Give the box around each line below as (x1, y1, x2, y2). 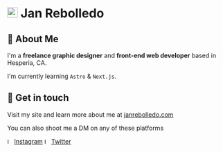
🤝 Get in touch (7, 92, 69, 104)
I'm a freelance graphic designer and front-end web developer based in (7, 51, 217, 59)
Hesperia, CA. (7, 59, 47, 67)
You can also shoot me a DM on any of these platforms (7, 124, 164, 132)
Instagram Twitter (13, 137, 71, 145)
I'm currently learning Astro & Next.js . (7, 72, 116, 80)
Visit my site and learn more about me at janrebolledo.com (7, 110, 174, 119)
